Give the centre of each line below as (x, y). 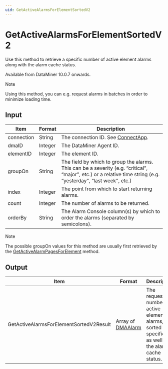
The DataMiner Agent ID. (90, 146)
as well (154, 340)
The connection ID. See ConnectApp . (105, 138)
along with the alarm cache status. (41, 65)
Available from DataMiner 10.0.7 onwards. (48, 74)
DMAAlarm (128, 328)
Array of (125, 321)
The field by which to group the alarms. (107, 162)
